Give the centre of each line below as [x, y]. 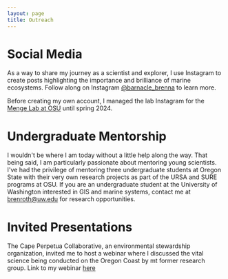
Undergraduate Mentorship [87, 136]
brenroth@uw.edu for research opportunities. [71, 199]
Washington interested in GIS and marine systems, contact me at [99, 192]
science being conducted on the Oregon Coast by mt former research [106, 261]
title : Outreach [30, 20]
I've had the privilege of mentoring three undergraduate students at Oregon [114, 170]
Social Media [45, 54]
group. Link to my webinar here [51, 268]
